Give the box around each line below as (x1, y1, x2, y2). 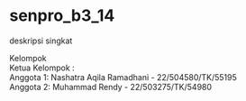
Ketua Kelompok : (9, 62, 75, 73)
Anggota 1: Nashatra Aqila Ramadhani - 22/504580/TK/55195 (9, 71, 237, 82)
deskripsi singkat (9, 35, 73, 46)
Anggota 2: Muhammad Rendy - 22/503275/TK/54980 (9, 81, 213, 92)
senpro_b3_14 (9, 5, 115, 26)
